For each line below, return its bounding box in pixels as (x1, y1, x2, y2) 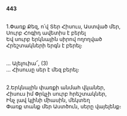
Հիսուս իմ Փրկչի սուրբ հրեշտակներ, (6, 90, 107, 97)
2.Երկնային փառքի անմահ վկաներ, (6, 84, 106, 91)
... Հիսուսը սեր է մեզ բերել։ (6, 66, 80, 73)
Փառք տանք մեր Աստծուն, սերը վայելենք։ (6, 103, 122, 109)
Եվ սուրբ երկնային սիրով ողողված (6, 36, 103, 42)
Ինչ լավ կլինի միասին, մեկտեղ (6, 96, 90, 104)
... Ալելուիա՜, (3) (6, 59, 49, 67)
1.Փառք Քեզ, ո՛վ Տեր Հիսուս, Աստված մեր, (6, 23, 121, 30)
